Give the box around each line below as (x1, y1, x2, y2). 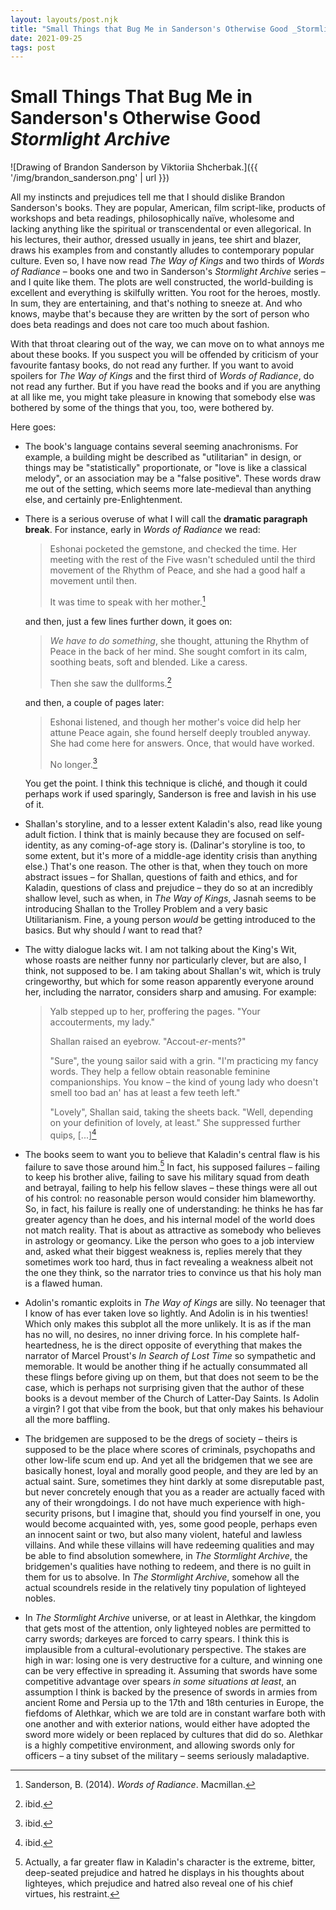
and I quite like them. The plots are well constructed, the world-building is (10, 276, 314, 288)
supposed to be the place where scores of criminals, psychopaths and (24, 1444, 316, 1456)
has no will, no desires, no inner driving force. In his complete (24, 1329, 279, 1341)
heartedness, (24, 1339, 80, 1351)
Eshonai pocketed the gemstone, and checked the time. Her (49, 543, 298, 555)
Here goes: (10, 421, 57, 433)
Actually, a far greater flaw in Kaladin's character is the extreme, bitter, (24, 1856, 316, 1868)
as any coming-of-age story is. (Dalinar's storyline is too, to (60, 839, 306, 851)
